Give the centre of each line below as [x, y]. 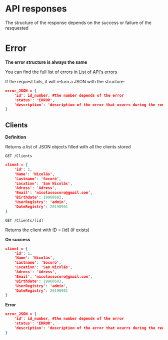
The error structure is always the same [46, 62]
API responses [36, 9]
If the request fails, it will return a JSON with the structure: [65, 81]
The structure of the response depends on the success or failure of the [78, 23]
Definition [16, 137]
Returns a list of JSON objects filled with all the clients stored [68, 147]
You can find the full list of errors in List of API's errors [61, 72]
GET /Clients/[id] [24, 220]
